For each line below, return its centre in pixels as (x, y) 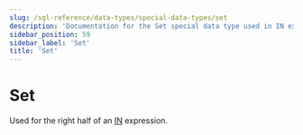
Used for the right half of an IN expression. (89, 121)
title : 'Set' (34, 51)
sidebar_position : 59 (50, 34)
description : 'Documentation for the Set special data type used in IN (147, 26)
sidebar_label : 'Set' (50, 43)
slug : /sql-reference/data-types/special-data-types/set (119, 18)
